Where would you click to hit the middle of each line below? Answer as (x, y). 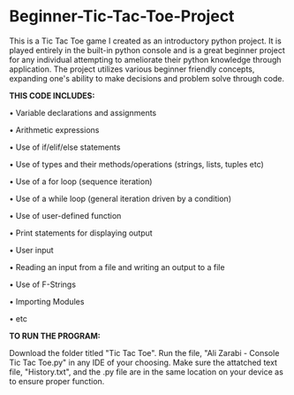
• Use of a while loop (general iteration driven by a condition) (121, 198)
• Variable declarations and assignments (83, 112)
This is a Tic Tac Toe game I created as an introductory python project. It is (146, 41)
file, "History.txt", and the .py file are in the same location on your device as (147, 372)
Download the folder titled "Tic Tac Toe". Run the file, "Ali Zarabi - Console (144, 352)
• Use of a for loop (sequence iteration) (81, 181)
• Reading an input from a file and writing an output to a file (117, 267)
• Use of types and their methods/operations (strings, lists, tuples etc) (137, 164)
